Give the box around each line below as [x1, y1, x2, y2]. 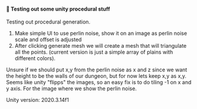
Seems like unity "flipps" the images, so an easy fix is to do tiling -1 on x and [6, 79, 192, 86]
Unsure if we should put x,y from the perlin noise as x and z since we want [6, 66, 188, 74]
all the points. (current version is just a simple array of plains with [14, 48, 173, 56]
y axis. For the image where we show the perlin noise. [6, 85, 137, 92]
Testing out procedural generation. [6, 18, 90, 25]
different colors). [14, 55, 56, 62]
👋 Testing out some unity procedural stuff [6, 5, 110, 12]
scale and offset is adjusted [14, 36, 82, 43]
